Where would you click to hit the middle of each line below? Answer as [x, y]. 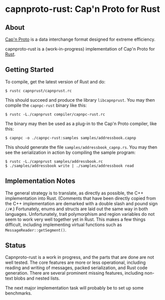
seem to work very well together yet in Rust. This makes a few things [75, 219]
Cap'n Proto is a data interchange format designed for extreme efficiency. [80, 39]
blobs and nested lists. [37, 278]
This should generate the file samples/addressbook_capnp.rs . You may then [81, 147]
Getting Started [29, 70]
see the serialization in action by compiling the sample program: [70, 152]
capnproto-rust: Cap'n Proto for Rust [82, 9]
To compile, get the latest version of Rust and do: [55, 82]
